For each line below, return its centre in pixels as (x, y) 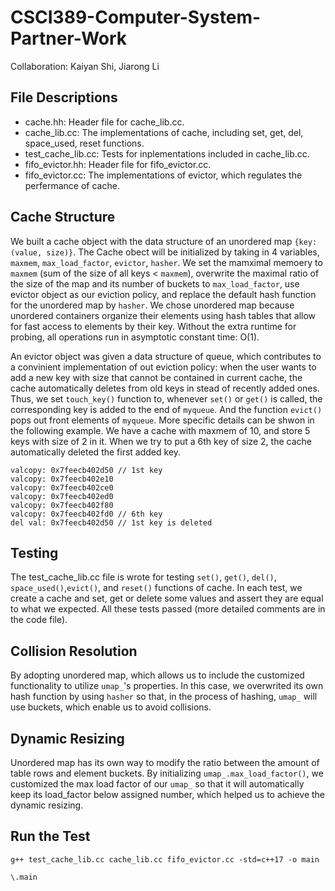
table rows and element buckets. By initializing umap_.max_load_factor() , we (167, 773)
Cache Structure (63, 217)
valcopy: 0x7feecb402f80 (62, 505)
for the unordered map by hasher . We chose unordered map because (152, 305)
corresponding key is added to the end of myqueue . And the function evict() (166, 409)
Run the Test (50, 836)
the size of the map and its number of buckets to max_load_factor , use (155, 283)
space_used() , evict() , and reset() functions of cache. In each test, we (156, 588)
